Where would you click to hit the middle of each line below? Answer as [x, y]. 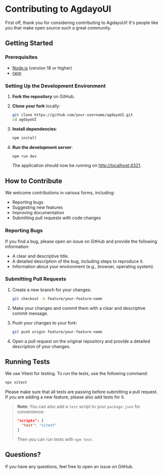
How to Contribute [34, 181]
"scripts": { [30, 421]
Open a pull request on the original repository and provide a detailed [81, 341]
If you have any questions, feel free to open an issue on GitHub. [69, 466]
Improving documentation [38, 213]
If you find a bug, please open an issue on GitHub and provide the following [81, 241]
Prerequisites [21, 57]
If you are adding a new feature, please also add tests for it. [65, 397]
